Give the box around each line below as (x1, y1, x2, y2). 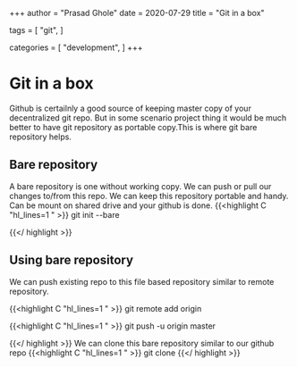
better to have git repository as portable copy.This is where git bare (9, 121, 258, 132)
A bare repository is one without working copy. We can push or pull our (9, 180, 272, 191)
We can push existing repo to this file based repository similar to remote (9, 276, 275, 287)
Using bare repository (9, 253, 134, 268)
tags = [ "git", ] (9, 25, 64, 35)
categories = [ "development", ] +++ (9, 42, 143, 53)
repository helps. (9, 131, 72, 142)
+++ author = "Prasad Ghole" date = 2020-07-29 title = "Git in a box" (9, 8, 266, 18)
